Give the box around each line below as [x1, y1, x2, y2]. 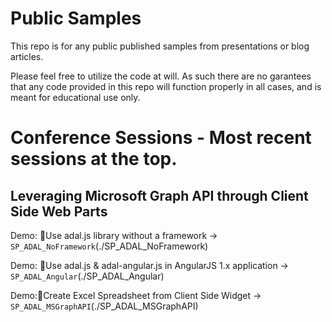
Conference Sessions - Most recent [10, 127, 312, 149]
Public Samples [10, 7, 142, 30]
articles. [10, 50, 44, 62]
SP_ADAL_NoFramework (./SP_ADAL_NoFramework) [10, 240, 209, 252]
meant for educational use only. [10, 91, 141, 103]
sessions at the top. [10, 148, 178, 171]
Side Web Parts [10, 203, 108, 220]
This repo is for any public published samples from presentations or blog [10, 40, 310, 52]
